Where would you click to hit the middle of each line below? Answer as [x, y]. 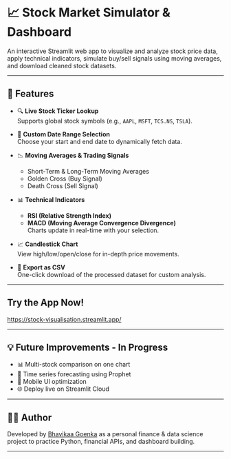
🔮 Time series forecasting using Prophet [74, 374]
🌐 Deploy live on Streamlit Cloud [63, 389]
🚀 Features [31, 94]
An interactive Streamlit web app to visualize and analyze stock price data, [112, 51]
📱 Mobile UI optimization [52, 382]
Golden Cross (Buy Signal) [65, 178]
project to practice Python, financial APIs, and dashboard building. [101, 442]
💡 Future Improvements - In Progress [88, 347]
